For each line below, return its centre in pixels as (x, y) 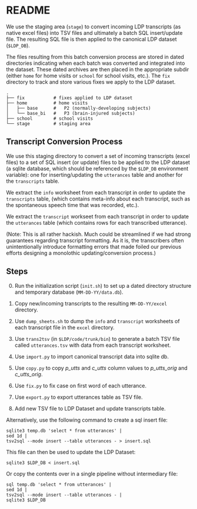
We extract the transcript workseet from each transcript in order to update (98, 216)
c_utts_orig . (29, 374)
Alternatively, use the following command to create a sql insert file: (87, 420)
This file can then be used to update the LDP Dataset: (71, 452)
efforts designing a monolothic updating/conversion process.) (81, 253)
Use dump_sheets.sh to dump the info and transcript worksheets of (97, 321)
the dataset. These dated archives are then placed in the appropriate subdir (98, 69)
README (28, 10)
